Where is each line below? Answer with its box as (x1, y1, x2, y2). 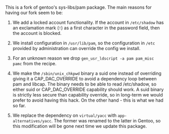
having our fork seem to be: (5, 10, 63, 16)
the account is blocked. (12, 30, 62, 36)
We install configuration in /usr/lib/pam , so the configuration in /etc (12, 40, 155, 46)
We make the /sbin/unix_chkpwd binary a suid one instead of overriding (12, 70, 162, 76)
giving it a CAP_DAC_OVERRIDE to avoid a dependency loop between (12, 76, 157, 81)
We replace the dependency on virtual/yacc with (12, 112, 117, 118)
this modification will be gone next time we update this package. (12, 123, 147, 129)
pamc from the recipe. (12, 61, 57, 66)
